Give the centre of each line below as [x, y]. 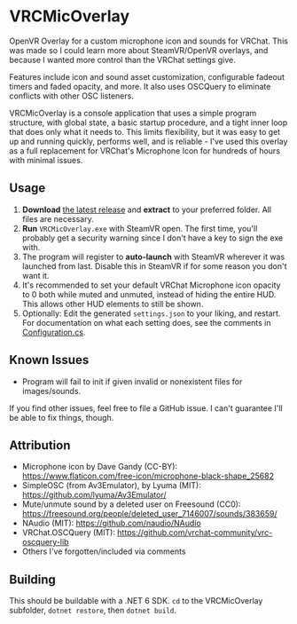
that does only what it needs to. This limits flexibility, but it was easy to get [145, 131]
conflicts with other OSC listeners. [72, 96]
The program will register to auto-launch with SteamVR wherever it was [153, 257]
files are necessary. [58, 218]
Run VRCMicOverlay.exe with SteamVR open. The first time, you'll [140, 228]
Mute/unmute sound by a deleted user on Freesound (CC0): [131, 504]
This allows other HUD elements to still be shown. [113, 304]
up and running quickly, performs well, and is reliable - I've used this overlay [148, 141]
